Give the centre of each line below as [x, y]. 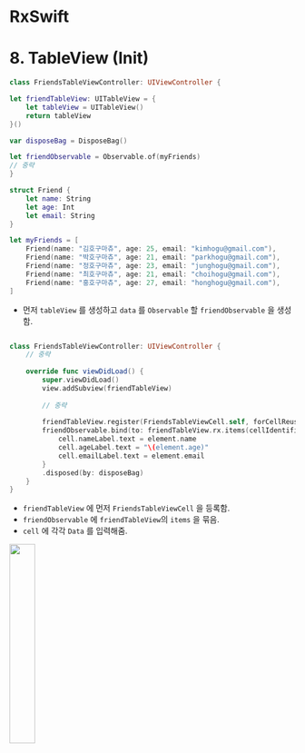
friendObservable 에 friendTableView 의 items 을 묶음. [121, 520]
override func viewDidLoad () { [85, 372]
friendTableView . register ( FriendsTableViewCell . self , [146, 422]
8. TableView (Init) [79, 59]
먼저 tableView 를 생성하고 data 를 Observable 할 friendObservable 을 [148, 310]
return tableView [59, 115]
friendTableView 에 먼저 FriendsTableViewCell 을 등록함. [126, 508]
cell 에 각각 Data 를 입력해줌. [75, 531]
